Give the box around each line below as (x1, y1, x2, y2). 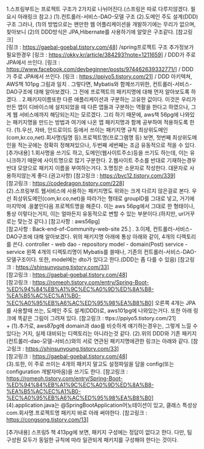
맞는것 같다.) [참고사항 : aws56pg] (17, 218, 100, 224)
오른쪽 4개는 (155, 300, 185, 306)
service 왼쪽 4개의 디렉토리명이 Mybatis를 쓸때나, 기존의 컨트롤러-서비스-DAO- (6, 248, 197, 255)
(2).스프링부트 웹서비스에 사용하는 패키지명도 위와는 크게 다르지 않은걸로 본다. (6, 187, 191, 194)
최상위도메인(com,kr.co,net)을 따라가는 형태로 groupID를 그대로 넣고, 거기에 (12, 195, 195, 202)
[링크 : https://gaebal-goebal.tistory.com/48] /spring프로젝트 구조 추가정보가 (6, 43, 194, 51)
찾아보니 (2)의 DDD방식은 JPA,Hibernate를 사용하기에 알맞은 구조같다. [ (6, 28, 178, 35)
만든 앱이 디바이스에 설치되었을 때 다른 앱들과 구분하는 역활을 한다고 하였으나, (6, 103, 190, 110)
